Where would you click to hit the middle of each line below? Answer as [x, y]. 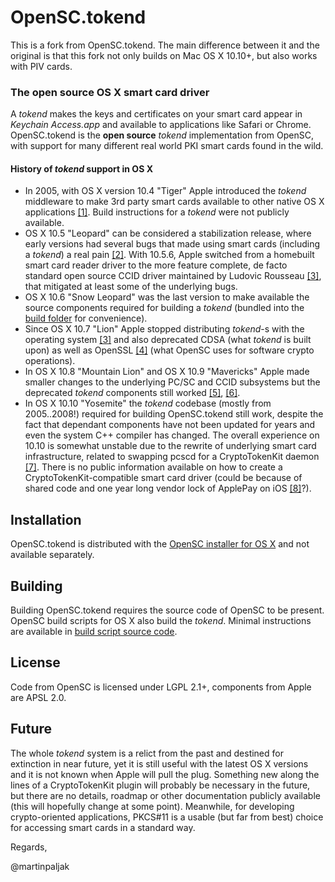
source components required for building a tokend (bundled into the [164, 308]
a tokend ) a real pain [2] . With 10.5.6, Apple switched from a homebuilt [169, 255]
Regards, [29, 847]
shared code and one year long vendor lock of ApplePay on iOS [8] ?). [168, 488]
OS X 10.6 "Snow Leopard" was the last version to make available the [167, 297]
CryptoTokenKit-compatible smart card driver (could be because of [163, 478]
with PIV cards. [41, 66]
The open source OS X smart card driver [110, 92]
